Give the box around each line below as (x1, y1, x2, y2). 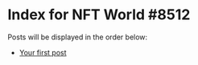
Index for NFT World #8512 (7, 6, 191, 24)
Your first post (19, 47, 67, 57)
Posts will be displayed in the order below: (7, 32, 148, 42)
